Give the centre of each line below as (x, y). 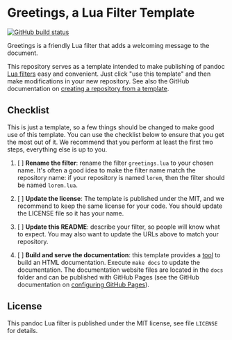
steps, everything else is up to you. (57, 149)
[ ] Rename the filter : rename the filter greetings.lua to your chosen (115, 163)
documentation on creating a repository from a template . (88, 88)
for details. (23, 330)
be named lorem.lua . (48, 185)
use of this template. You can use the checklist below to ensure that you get (116, 134)
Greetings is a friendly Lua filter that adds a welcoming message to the (108, 45)
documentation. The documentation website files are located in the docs (120, 270)
